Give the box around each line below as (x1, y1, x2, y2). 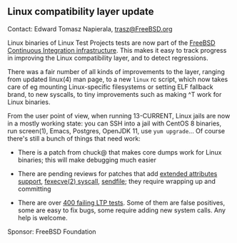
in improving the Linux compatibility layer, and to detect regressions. (7, 53, 208, 62)
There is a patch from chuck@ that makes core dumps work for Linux (17, 148, 223, 156)
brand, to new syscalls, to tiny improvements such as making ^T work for (7, 90, 222, 98)
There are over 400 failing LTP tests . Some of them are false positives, (17, 198, 226, 207)
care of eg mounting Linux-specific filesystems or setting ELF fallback (7, 82, 213, 91)
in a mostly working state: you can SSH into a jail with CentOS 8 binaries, (7, 119, 222, 128)
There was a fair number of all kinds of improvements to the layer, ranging (7, 67, 225, 76)
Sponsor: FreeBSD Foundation (7, 227, 96, 236)
